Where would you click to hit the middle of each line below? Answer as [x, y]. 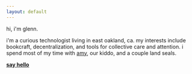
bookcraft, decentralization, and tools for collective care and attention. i [95, 47]
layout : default [26, 12]
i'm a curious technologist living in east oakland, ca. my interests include [96, 40]
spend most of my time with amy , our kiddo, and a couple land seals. [91, 53]
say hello [18, 64]
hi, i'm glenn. [22, 29]
